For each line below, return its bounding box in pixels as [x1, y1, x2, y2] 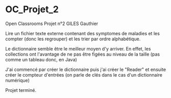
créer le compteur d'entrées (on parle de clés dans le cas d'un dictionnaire [5, 71, 162, 78]
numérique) [5, 77, 30, 83]
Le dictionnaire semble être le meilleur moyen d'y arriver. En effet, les [5, 45, 151, 52]
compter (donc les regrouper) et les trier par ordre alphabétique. [5, 36, 141, 42]
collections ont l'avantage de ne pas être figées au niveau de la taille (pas [5, 51, 160, 57]
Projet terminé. [5, 87, 37, 93]
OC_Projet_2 [5, 4, 59, 15]
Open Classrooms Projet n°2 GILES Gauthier [5, 20, 99, 27]
